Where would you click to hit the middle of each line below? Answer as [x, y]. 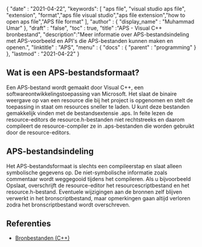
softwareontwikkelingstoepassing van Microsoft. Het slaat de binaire [92, 94]
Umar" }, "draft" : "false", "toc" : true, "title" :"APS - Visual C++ [84, 28]
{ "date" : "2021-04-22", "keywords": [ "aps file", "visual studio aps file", [96, 9]
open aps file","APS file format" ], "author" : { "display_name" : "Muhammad [100, 21]
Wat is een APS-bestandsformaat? [73, 73]
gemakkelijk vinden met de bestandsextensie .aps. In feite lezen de [90, 113]
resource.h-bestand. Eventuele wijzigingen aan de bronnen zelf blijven [94, 192]
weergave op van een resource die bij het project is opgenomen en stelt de [100, 100]
